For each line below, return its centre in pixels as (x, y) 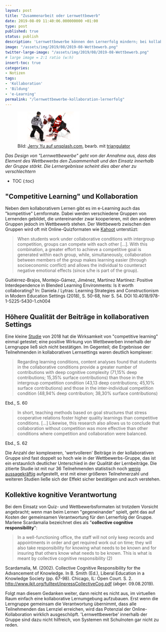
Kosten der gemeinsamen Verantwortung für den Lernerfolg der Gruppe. (79, 517)
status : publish (22, 37)
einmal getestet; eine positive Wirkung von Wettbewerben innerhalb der (78, 342)
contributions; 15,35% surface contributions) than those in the (80, 378)
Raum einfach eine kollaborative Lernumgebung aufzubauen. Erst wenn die (82, 598)
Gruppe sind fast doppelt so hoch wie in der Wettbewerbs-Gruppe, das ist (81, 458)
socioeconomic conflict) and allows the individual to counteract (82, 265)
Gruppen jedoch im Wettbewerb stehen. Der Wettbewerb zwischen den (78, 224)
